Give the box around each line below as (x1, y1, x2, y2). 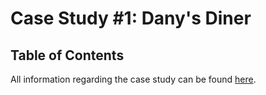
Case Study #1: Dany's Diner (10, 7, 252, 30)
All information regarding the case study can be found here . (10, 73, 257, 85)
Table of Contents (10, 47, 125, 64)
